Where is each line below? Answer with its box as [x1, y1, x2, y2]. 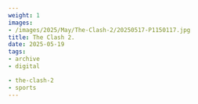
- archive [8, 56, 41, 63]
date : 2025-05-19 [8, 41, 65, 48]
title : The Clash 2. [8, 33, 76, 41]
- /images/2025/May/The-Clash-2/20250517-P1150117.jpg [8, 26, 191, 34]
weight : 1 [8, 11, 41, 20]
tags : [8, 48, 26, 56]
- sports [8, 84, 37, 91]
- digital [8, 63, 41, 70]
